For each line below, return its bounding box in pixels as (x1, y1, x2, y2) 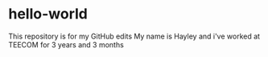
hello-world (8, 5, 89, 23)
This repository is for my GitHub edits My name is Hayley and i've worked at (8, 31, 260, 41)
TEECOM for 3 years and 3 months (8, 39, 125, 49)
